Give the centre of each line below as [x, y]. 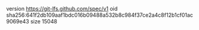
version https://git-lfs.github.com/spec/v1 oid [62, 9]
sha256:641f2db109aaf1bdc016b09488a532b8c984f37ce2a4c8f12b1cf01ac [100, 15]
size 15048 [44, 21]
